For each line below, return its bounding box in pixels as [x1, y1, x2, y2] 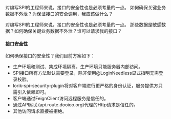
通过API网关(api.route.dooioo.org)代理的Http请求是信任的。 [12, 102, 138, 108]
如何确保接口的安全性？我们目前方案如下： [5, 53, 95, 59]
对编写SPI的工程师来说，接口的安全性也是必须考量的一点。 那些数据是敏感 [5, 22, 162, 27]
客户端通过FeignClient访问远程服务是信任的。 [12, 96, 109, 102]
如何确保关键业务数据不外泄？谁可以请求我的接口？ [14, 28, 122, 34]
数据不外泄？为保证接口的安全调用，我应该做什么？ [5, 11, 113, 17]
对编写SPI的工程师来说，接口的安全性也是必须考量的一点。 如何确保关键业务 [5, 5, 166, 10]
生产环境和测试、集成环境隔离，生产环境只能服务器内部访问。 [12, 64, 143, 70]
